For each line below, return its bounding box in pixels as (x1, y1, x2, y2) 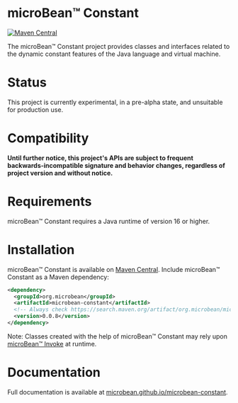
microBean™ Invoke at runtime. (7, 339, 97, 348)
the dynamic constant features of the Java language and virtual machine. (7, 50, 221, 58)
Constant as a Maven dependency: (7, 273, 110, 281)
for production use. (7, 105, 64, 114)
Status (7, 74, 47, 91)
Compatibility (7, 130, 89, 147)
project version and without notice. (7, 169, 113, 177)
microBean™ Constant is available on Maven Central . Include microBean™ (7, 265, 220, 273)
